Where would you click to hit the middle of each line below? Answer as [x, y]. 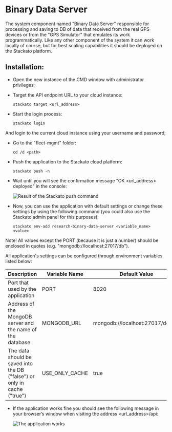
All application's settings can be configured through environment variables [84, 256]
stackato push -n [31, 171]
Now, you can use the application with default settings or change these [88, 206]
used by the [22, 289]
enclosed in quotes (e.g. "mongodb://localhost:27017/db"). [67, 246]
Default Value [136, 274]
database [19, 342]
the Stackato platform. [29, 51]
